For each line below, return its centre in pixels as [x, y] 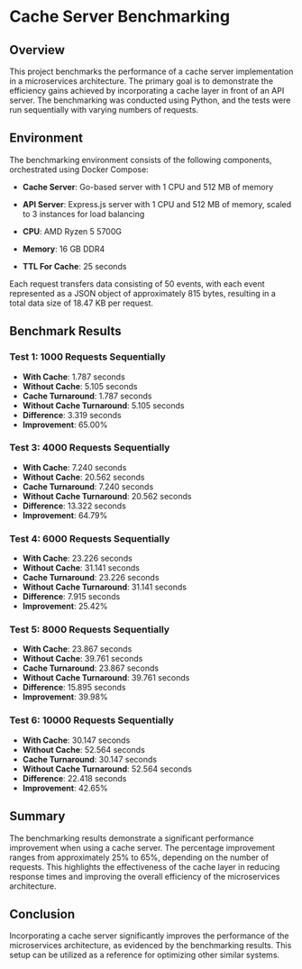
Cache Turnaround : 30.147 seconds [90, 759]
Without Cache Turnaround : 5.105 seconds [103, 405]
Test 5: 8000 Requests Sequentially [89, 630]
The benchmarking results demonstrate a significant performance [132, 838]
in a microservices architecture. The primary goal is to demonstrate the [141, 81]
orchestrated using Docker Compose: [79, 169]
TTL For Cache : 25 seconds [74, 266]
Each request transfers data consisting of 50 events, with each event [137, 283]
